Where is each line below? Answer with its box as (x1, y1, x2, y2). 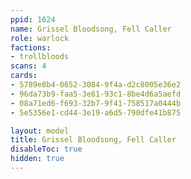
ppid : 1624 (10, 14, 56, 25)
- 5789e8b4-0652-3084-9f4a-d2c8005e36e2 (10, 80, 182, 90)
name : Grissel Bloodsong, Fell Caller (10, 24, 172, 34)
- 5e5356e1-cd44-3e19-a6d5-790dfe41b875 (10, 107, 182, 118)
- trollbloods (10, 52, 70, 62)
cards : (10, 71, 38, 81)
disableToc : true (10, 144, 83, 155)
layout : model (10, 126, 70, 136)
